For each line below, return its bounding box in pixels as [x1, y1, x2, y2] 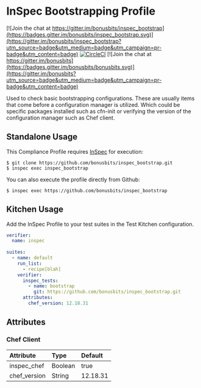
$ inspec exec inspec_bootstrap [6, 165, 88, 171]
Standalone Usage [6, 132, 78, 142]
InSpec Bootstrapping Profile [6, 4, 156, 18]
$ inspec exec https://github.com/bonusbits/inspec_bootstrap [6, 187, 167, 193]
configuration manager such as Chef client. [6, 114, 115, 121]
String [51, 371, 69, 379]
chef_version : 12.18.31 [28, 300, 88, 306]
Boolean [51, 361, 76, 370]
